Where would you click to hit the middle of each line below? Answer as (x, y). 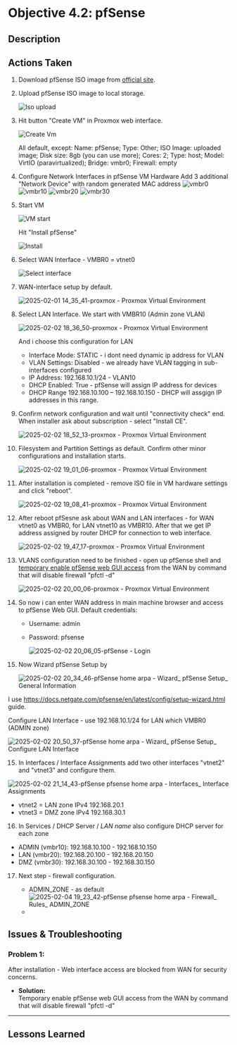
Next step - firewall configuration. (67, 876)
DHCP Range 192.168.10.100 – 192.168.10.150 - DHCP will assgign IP (125, 393)
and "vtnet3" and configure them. (67, 770)
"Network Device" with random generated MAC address (100, 184)
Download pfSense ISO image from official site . (87, 80)
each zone (33, 834)
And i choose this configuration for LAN (75, 342)
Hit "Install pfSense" (47, 232)
